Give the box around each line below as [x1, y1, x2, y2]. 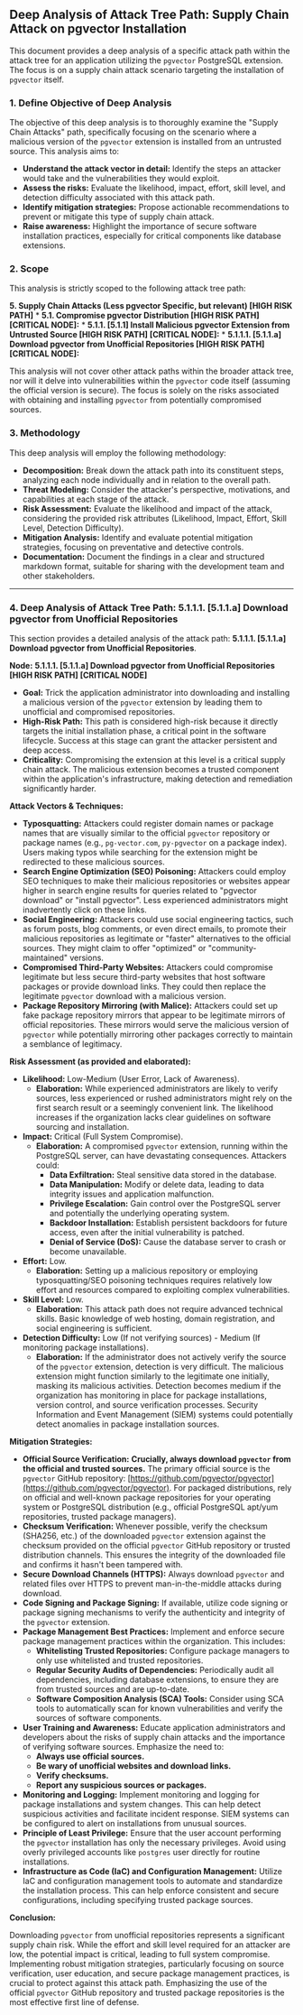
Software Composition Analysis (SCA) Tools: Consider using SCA [35, 1694, 284, 1704]
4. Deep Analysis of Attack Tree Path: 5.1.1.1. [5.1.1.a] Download [9, 601, 289, 614]
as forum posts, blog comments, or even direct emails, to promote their [22, 924, 287, 934]
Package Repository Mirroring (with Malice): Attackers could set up [22, 1001, 278, 1011]
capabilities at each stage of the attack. [22, 494, 170, 504]
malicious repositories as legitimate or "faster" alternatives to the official [22, 933, 291, 944]
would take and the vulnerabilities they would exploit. [22, 173, 220, 184]
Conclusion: [9, 1912, 57, 1923]
